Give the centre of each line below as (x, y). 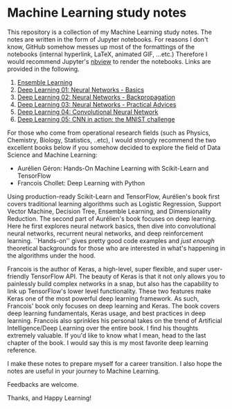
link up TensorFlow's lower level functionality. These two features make (109, 291)
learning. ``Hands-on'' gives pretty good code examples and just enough (111, 240)
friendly (18, 276)
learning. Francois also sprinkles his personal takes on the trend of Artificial (115, 320)
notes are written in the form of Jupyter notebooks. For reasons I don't (108, 39)
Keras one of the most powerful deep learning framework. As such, (103, 298)
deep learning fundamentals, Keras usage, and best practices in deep (107, 313)
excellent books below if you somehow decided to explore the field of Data (114, 147)
